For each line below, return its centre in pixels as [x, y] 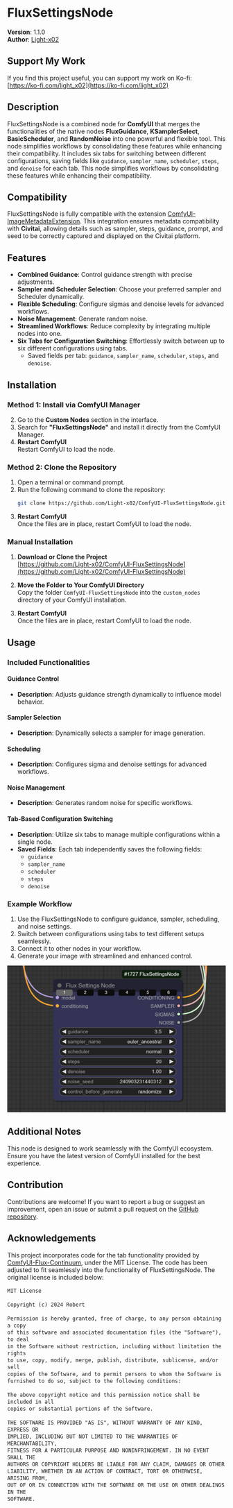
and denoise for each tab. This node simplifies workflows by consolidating [113, 168]
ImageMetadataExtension [44, 221]
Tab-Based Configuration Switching [60, 819]
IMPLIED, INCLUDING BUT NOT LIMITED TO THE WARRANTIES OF [93, 1437]
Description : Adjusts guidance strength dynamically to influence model [119, 694]
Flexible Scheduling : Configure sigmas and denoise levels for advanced [120, 304]
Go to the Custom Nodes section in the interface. [88, 420]
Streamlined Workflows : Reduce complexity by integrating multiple [114, 326]
